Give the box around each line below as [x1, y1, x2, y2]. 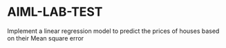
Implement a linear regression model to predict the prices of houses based [7, 27, 220, 35]
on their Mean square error [7, 34, 84, 42]
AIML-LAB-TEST [7, 4, 103, 20]
